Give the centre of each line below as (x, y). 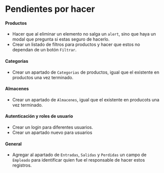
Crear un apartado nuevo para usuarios (52, 132)
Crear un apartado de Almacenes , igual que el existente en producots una (86, 99)
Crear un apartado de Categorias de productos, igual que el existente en (86, 72)
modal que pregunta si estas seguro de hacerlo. (61, 39)
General (14, 144)
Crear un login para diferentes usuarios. (53, 127)
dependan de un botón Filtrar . (44, 50)
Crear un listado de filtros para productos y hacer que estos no (76, 44)
